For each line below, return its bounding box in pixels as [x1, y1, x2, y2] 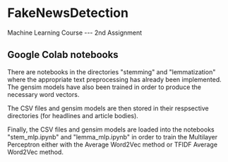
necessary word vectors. [7, 90, 80, 98]
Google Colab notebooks [7, 49, 119, 61]
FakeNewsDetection [7, 5, 129, 21]
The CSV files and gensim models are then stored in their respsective [7, 104, 210, 112]
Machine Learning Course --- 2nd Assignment [7, 28, 143, 37]
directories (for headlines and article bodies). [7, 111, 139, 120]
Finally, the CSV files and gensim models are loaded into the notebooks [7, 125, 215, 134]
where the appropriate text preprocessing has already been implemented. [7, 75, 222, 83]
